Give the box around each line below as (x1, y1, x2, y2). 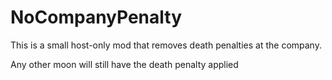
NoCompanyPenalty (10, 6, 183, 29)
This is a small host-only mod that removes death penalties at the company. (10, 39, 322, 51)
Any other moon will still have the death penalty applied (10, 58, 239, 70)
